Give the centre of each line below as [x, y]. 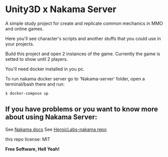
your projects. [20, 44]
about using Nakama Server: [51, 117]
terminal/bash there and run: [35, 84]
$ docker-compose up [27, 93]
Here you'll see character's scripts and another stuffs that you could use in [83, 38]
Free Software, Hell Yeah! [32, 149]
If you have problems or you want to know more [82, 109]
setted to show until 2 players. [37, 59]
